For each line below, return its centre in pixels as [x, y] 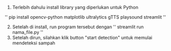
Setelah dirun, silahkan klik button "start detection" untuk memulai [82, 38]
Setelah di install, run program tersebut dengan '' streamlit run [78, 27]
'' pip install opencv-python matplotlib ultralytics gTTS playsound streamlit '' [85, 17]
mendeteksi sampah [34, 43]
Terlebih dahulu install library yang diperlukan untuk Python [75, 7]
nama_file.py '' [28, 32]
